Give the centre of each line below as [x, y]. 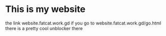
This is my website [45, 9]
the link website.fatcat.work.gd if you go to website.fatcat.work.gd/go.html [83, 23]
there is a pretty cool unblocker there [44, 28]
